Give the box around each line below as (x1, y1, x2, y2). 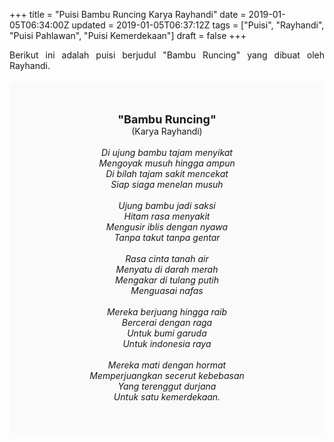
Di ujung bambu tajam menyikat (101, 147, 233, 158)
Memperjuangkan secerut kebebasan (89, 370, 245, 381)
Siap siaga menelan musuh (110, 179, 224, 190)
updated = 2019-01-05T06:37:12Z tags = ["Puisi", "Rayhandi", (71, 19, 325, 31)
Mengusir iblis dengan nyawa (105, 221, 229, 233)
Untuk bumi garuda (127, 327, 207, 339)
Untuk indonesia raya (122, 338, 212, 349)
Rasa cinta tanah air (125, 253, 209, 264)
